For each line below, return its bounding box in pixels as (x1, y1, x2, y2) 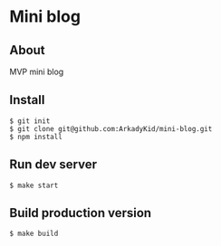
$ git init (9, 116, 51, 126)
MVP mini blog (9, 66, 64, 77)
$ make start (9, 181, 59, 190)
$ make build (9, 229, 59, 239)
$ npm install (9, 132, 63, 141)
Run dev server (9, 156, 98, 173)
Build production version (9, 205, 152, 221)
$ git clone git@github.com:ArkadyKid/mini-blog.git (9, 124, 213, 133)
